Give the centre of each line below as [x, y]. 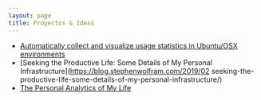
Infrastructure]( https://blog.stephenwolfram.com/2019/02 [115, 71]
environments [42, 54]
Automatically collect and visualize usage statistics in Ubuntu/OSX [129, 45]
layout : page [30, 15]
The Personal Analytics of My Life [75, 87]
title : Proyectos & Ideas [51, 23]
